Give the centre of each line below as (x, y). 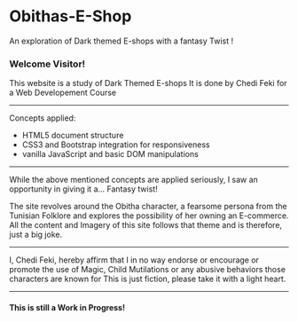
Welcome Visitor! (47, 64)
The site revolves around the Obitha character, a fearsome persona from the (148, 207)
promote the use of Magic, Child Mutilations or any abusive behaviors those (148, 270)
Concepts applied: (43, 118)
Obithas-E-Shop (71, 16)
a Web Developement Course (63, 93)
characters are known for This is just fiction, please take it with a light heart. (148, 279)
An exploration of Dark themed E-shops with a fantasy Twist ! (121, 41)
